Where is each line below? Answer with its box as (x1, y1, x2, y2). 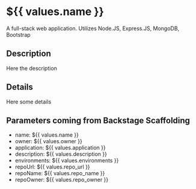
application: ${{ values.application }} (14, 144, 106, 152)
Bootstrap (6, 31, 31, 38)
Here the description (6, 64, 57, 72)
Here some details (6, 98, 52, 105)
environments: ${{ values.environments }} (14, 157, 119, 164)
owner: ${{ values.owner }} (14, 138, 83, 145)
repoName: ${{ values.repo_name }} (14, 170, 105, 177)
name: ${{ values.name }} (14, 131, 79, 138)
